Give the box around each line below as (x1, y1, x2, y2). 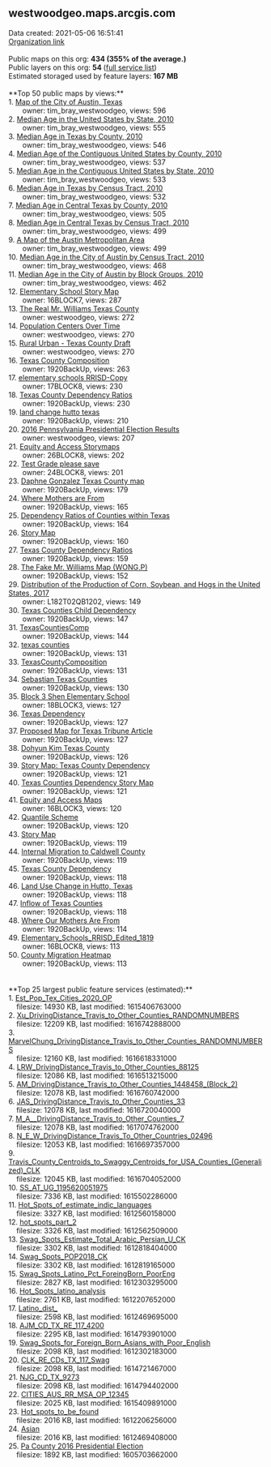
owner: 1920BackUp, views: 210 (22, 415, 129, 425)
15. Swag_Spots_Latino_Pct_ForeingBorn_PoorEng (8, 1268, 176, 1278)
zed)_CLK (8, 1165, 40, 1175)
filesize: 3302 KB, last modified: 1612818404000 (15, 1242, 178, 1252)
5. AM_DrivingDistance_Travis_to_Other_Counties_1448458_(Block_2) (8, 1079, 239, 1089)
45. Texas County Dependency (8, 864, 112, 873)
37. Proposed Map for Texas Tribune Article (8, 726, 154, 736)
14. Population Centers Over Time (8, 320, 121, 331)
